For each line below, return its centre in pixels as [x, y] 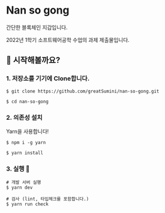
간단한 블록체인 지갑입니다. [37, 27]
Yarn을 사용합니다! [27, 131]
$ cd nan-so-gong [27, 101]
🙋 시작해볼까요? [33, 60]
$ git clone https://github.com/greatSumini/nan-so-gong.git [83, 91]
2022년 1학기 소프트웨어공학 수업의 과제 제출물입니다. [68, 40]
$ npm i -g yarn [26, 142]
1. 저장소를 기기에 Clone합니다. [48, 78]
